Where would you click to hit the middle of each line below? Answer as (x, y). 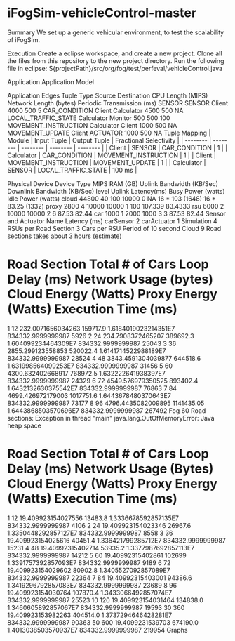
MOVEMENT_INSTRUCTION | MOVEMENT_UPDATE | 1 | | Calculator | (107, 162)
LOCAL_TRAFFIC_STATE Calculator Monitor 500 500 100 (89, 118)
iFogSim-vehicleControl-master (102, 13)
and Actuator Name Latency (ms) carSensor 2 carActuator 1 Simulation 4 (112, 221)
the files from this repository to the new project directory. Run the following (116, 60)
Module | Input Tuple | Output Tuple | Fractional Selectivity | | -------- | (109, 140)
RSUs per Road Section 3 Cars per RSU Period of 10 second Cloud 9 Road (114, 228)
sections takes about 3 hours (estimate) (65, 236)
